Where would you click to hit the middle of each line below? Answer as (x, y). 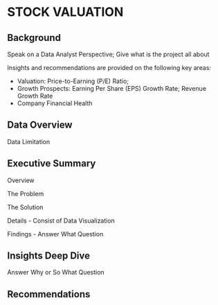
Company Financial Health (55, 103)
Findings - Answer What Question (55, 234)
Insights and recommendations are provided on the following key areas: (109, 68)
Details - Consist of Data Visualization (61, 220)
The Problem (26, 193)
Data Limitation (29, 141)
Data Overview (40, 125)
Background (34, 38)
